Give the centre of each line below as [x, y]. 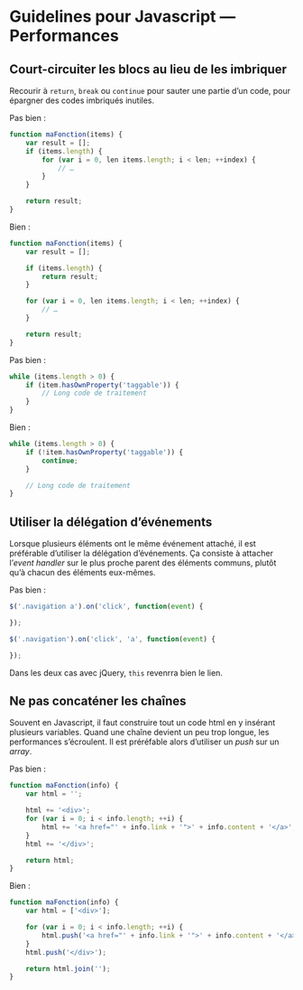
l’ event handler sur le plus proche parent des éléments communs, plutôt [143, 563]
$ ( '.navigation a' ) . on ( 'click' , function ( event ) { [106, 607]
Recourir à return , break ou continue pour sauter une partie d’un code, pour [150, 91]
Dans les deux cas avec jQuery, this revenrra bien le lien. [116, 672]
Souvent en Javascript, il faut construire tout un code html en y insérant [142, 723]
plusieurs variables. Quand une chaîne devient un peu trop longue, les [139, 733]
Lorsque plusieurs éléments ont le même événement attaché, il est [133, 544]
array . [21, 752]
